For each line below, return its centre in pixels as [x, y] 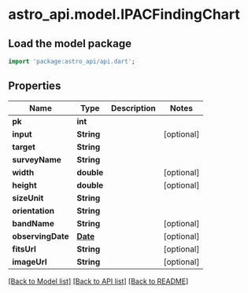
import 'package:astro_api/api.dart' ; [72, 61]
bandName [33, 223]
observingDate [41, 236]
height [24, 185]
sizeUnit [28, 198]
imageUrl [30, 262]
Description [133, 108]
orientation [33, 211]
